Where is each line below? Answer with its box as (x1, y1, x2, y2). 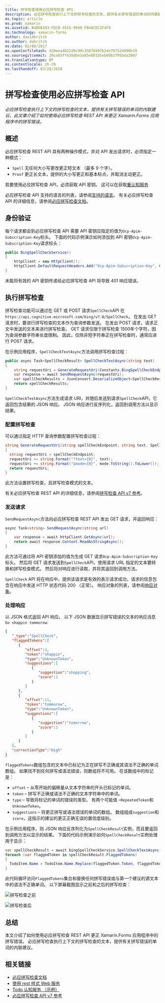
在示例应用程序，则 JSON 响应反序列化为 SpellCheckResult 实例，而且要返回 (5, 826, 158, 832)
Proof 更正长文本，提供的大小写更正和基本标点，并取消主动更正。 (12, 171, 145, 177)
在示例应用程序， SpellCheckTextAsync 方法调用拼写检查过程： (5, 348, 129, 354)
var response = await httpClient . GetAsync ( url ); (14, 535, 115, 540)
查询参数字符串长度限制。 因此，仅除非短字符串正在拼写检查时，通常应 (9, 332, 153, 338)
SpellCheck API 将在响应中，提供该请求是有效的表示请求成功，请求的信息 (5, 576, 153, 582)
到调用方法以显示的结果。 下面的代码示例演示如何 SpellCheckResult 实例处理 (5, 832, 158, 837)
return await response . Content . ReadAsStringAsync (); (14, 539, 124, 544)
